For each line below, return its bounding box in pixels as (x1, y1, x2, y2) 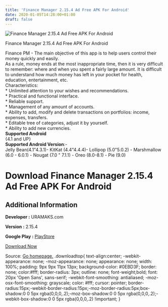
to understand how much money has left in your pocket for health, (5, 72, 143, 78)
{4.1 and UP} (5, 136, 31, 142)
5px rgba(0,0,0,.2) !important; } (56, 296, 121, 302)
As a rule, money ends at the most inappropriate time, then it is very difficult (5, 61, 163, 67)
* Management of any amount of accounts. (5, 104, 95, 110)
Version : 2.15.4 (5, 224, 38, 230)
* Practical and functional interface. (5, 93, 79, 99)
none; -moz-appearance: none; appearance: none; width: (32, 259, 152, 265)
